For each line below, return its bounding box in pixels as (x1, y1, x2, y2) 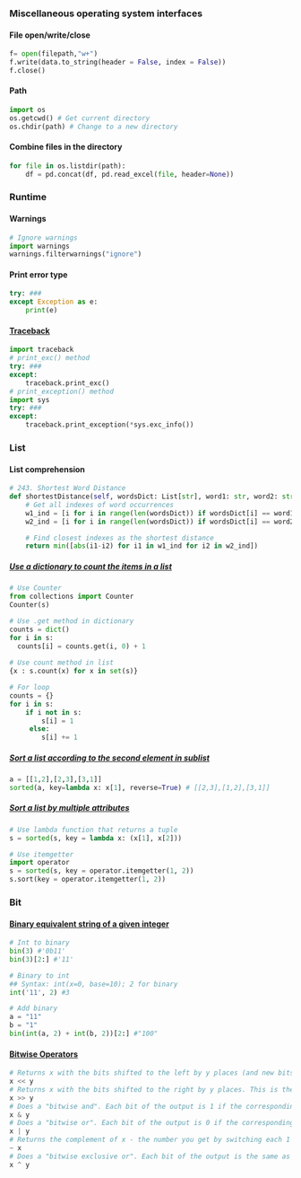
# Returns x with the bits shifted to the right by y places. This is (9, 1085, 279, 1094)
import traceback (9, 345, 74, 355)
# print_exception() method (9, 387, 115, 396)
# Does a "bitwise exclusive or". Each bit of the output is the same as (9, 1152, 291, 1161)
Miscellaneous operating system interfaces (9, 7, 203, 20)
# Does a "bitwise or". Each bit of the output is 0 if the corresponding (9, 1119, 295, 1128)
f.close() (9, 66, 47, 75)
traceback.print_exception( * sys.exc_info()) (25, 420, 194, 429)
